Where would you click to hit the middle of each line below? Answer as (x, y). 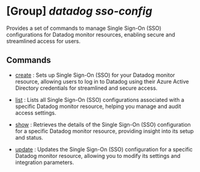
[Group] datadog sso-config (79, 11)
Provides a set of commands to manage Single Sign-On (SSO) (84, 28)
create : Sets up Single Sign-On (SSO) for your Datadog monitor (95, 75)
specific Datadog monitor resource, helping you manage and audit (98, 106)
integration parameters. (44, 162)
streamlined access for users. (43, 41)
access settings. (36, 113)
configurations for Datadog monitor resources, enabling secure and (91, 34)
